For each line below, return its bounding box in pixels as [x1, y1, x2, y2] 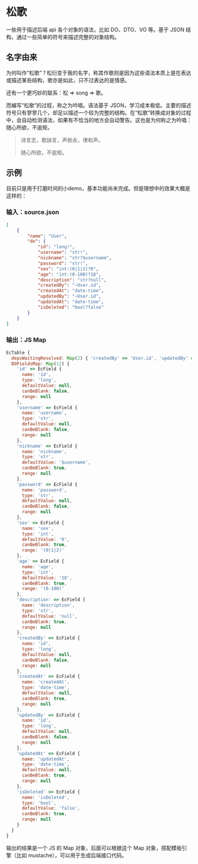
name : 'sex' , [21, 525, 54, 532]
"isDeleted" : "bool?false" [37, 304, 104, 310]
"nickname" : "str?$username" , [37, 255, 112, 261]
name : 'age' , [21, 563, 54, 570]
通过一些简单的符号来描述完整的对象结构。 [16, 33, 120, 40]
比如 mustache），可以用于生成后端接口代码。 [16, 852, 127, 859]
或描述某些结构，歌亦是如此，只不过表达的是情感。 [6, 76, 130, 83]
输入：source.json [6, 208, 60, 216]
